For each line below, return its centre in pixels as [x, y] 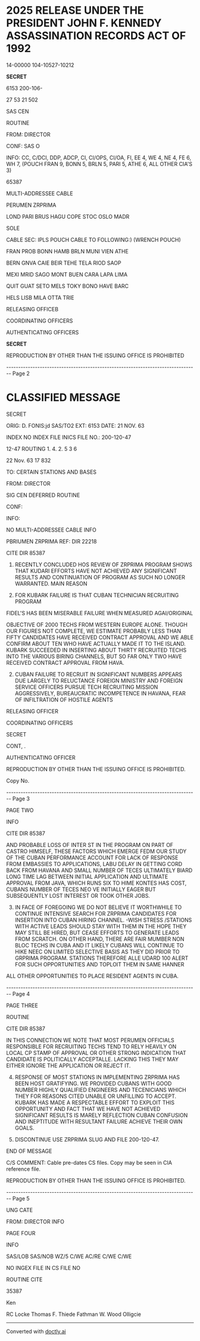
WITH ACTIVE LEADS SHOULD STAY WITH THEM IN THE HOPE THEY [101, 926]
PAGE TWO [20, 810]
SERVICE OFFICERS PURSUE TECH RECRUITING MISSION [86, 687]
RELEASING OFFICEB [32, 309]
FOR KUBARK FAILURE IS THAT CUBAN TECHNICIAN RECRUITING [97, 595]
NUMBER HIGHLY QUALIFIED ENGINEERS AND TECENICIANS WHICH [100, 1090]
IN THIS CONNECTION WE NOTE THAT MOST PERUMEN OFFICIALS [90, 1040]
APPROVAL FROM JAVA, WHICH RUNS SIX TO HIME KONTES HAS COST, [96, 883]
